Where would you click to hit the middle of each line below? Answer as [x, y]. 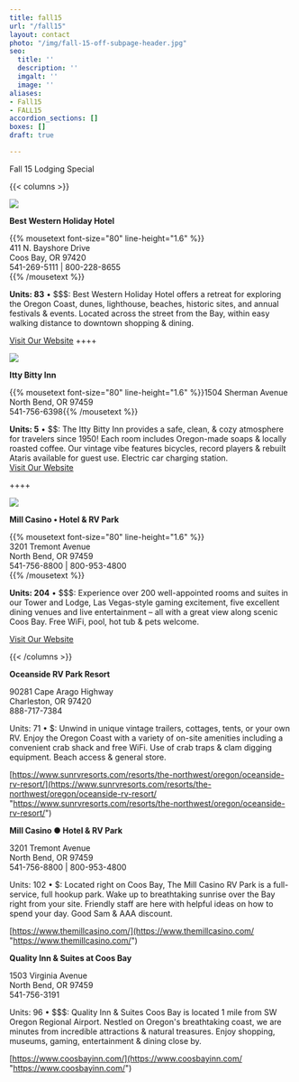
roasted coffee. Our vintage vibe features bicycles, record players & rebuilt [148, 448]
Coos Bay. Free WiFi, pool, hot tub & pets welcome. [104, 621]
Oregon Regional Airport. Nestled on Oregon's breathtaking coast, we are [145, 1021]
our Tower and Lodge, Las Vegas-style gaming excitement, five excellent [145, 602]
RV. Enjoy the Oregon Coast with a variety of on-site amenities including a [146, 738]
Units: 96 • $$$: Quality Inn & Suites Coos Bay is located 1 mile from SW [143, 1012]
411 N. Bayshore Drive [50, 247]
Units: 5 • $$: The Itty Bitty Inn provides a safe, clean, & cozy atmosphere [146, 429]
